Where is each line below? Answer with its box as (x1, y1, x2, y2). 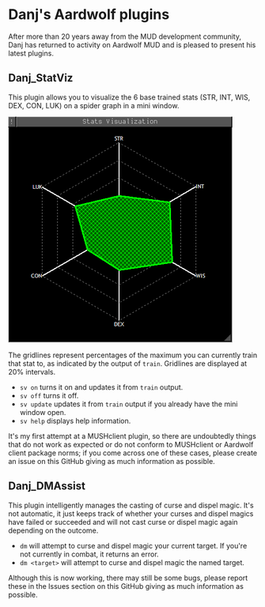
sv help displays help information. (19, 416, 131, 425)
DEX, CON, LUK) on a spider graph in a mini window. (8, 100, 180, 110)
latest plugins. (8, 48, 54, 58)
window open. (19, 407, 66, 417)
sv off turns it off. (19, 390, 79, 400)
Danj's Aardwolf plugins (8, 6, 170, 24)
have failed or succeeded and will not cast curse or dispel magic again (8, 517, 239, 526)
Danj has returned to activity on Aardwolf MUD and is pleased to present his (8, 40, 256, 49)
